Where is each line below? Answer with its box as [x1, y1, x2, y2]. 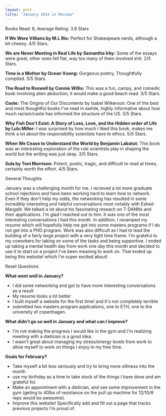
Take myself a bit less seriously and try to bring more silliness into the [12, 363, 155, 369]
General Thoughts [5, 175, 42, 181]
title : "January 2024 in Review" [5, 12, 74, 17]
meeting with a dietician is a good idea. [12, 333, 93, 339]
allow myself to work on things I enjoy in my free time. [12, 344, 123, 350]
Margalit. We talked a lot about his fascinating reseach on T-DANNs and [5, 206, 152, 212]
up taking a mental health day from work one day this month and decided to [5, 243, 160, 249]
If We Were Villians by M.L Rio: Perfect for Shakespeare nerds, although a [5, 35, 157, 41]
